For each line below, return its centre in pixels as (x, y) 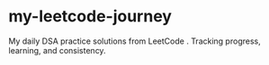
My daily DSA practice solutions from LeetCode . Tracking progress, (135, 41)
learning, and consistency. (57, 50)
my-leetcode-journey (90, 16)
